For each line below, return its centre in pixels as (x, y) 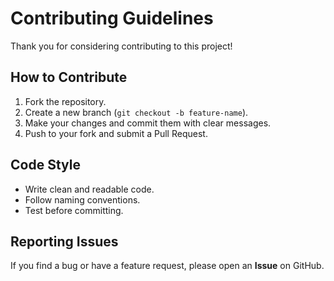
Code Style (45, 165)
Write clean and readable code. (89, 189)
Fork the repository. (65, 101)
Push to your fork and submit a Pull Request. (116, 133)
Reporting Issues (64, 241)
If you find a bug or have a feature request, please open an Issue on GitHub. (167, 266)
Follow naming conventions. (82, 199)
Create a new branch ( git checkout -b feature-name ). (136, 112)
